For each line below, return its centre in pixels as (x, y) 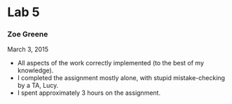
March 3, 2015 (28, 49)
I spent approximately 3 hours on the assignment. (89, 93)
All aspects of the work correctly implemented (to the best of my (111, 63)
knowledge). (35, 70)
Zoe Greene (28, 34)
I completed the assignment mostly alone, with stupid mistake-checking (121, 78)
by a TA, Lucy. (38, 86)
